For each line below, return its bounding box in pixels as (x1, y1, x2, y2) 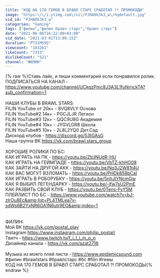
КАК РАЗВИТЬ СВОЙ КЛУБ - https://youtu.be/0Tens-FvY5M (5, 186, 133, 193)
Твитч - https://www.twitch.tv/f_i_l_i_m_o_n (5, 235, 96, 241)
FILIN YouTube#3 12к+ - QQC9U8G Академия (5, 116, 103, 122)
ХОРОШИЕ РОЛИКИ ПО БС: (5, 149, 66, 155)
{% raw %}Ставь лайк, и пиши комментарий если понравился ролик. (5, 73, 156, 79)
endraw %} (5, 267, 29, 273)
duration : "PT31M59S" (5, 41, 51, 46)
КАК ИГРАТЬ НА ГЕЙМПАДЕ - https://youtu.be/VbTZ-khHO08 (5, 159, 137, 165)
